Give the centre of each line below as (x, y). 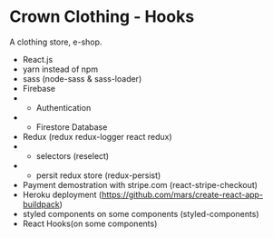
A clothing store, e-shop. (56, 42)
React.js (38, 59)
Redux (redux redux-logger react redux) (97, 136)
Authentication (63, 107)
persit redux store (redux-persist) (98, 175)
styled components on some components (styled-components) (141, 213)
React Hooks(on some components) (90, 223)
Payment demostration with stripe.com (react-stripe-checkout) (140, 184)
